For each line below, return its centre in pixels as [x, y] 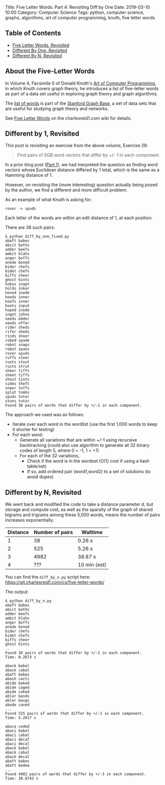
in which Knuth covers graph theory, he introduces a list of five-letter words [82, 88]
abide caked [17, 692]
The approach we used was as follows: [45, 415]
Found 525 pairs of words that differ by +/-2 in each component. [75, 714]
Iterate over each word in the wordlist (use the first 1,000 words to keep [85, 424]
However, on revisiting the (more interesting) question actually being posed [81, 185]
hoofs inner [17, 301]
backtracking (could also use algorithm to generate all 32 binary [84, 445]
